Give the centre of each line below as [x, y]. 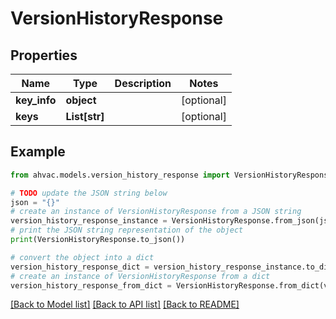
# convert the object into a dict [82, 257]
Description [143, 83]
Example [38, 152]
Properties [44, 55]
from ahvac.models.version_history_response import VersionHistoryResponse [171, 175]
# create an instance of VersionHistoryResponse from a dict [140, 276]
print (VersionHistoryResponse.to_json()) [98, 240]
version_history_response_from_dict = [91, 285]
